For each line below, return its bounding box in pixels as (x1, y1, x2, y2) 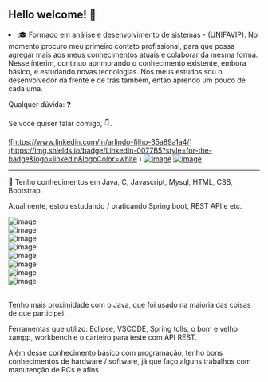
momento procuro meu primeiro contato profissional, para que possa (8, 41, 235, 50)
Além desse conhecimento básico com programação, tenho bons (8, 348, 223, 357)
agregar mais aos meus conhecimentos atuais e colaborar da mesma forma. (8, 50, 258, 59)
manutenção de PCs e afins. (8, 364, 101, 374)
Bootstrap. (8, 185, 43, 195)
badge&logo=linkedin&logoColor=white (8, 153, 138, 164)
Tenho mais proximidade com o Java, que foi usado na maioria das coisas (8, 300, 251, 309)
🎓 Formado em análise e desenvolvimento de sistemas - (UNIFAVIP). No (18, 30, 258, 39)
